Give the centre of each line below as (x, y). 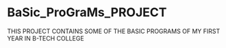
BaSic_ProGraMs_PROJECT (87, 13)
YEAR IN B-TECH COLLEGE (46, 38)
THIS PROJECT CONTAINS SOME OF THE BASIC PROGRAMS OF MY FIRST (114, 31)
